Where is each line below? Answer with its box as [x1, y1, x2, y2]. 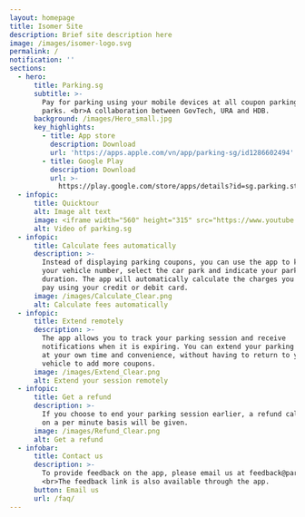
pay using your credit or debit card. [42, 283, 189, 292]
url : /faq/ [33, 493, 75, 503]
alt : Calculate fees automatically [33, 300, 169, 309]
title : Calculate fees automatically [33, 241, 177, 250]
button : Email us [33, 485, 100, 494]
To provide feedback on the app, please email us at [42, 469, 246, 478]
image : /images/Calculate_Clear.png [33, 291, 172, 300]
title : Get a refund [33, 393, 112, 402]
